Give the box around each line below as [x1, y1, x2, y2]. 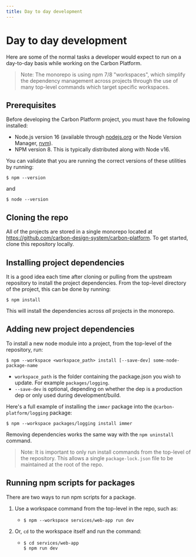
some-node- [153, 357, 180, 363]
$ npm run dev [23, 545, 58, 551]
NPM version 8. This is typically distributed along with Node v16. [14, 146, 170, 153]
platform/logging [6, 410, 49, 416]
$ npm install [6, 297, 41, 303]
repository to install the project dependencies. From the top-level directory [6, 279, 187, 286]
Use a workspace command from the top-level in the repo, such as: [14, 505, 178, 512]
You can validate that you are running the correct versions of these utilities [6, 157, 187, 164]
